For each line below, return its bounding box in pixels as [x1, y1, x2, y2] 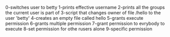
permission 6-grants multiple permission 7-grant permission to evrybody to [5, 20, 165, 26]
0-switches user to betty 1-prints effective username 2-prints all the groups [5, 5, 165, 10]
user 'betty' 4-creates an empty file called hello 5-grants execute [5, 15, 144, 21]
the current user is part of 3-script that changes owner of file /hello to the [5, 10, 161, 16]
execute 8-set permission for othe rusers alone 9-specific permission [5, 26, 153, 32]
